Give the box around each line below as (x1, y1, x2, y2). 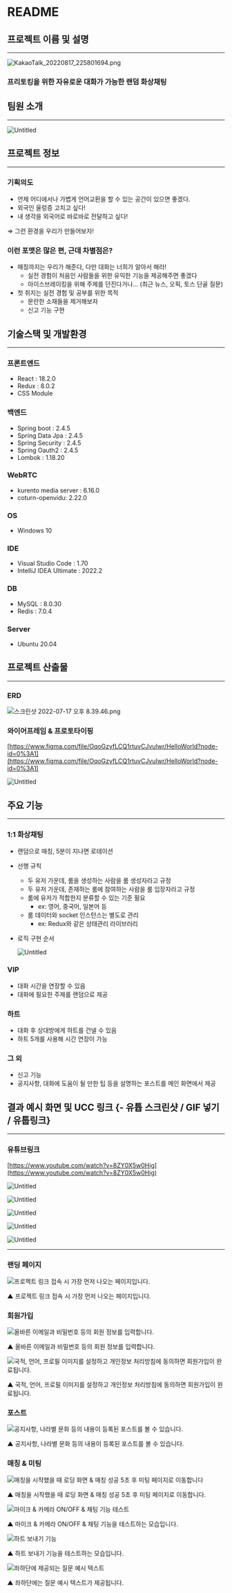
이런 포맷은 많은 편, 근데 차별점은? (7, 246, 113, 255)
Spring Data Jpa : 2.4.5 (17, 431, 84, 439)
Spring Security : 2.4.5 (17, 438, 81, 447)
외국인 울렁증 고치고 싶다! (17, 203, 86, 211)
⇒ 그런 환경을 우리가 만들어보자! (7, 226, 95, 235)
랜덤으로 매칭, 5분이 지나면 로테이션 (17, 847, 114, 855)
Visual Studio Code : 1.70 (17, 559, 88, 568)
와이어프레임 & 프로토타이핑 (7, 726, 94, 736)
